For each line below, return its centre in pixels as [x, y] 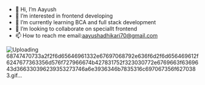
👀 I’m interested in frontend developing [64, 16]
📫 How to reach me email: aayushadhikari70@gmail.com [86, 36]
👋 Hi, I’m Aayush [36, 9]
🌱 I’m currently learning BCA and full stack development [85, 22]
